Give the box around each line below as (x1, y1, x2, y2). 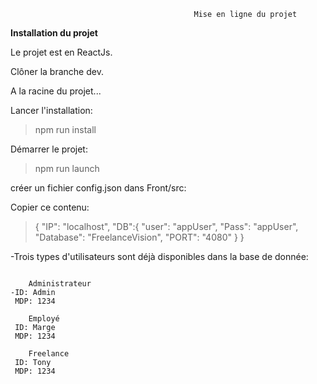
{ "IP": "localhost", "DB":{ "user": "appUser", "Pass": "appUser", (34, 221, 299, 232)
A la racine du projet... (10, 85, 102, 97)
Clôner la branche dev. (10, 66, 104, 77)
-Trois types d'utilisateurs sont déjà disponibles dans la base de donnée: (10, 251, 309, 262)
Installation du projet (10, 27, 98, 39)
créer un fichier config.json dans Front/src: (10, 182, 187, 194)
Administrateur (28, 279, 92, 289)
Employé (28, 314, 60, 324)
